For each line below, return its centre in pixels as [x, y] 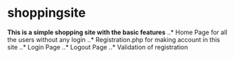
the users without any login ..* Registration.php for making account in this [114, 39]
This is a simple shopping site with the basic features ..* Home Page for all [117, 32]
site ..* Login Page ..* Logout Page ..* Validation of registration [98, 47]
